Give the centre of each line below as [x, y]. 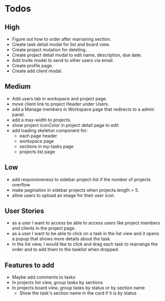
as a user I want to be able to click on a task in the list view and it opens [85, 234]
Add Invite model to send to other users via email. [63, 60]
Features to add [29, 265]
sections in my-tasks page [46, 146]
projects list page [37, 151]
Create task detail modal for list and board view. [61, 44]
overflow [21, 185]
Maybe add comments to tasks [44, 277]
